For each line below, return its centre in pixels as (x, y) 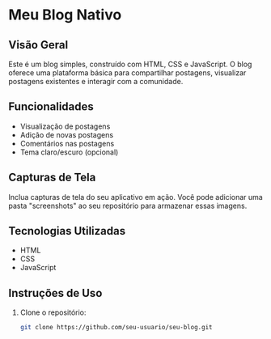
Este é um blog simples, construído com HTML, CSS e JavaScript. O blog (130, 64)
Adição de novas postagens (67, 134)
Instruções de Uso (55, 293)
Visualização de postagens (65, 126)
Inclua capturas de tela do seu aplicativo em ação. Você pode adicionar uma (135, 197)
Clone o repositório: (53, 312)
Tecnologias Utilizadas (67, 231)
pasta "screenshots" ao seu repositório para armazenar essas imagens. (128, 206)
